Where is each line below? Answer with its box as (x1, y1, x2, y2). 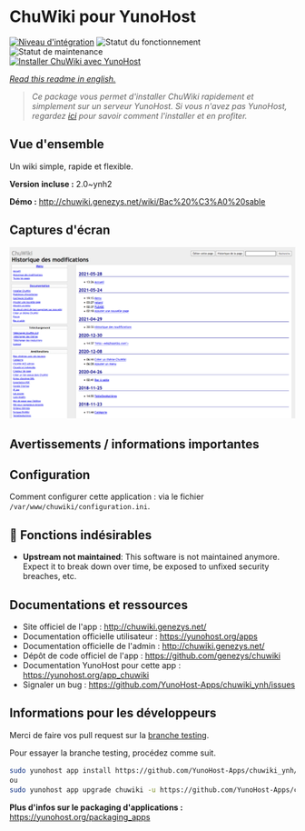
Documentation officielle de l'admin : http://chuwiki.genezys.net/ (22, 641, 265, 652)
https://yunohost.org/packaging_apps (9, 811, 151, 822)
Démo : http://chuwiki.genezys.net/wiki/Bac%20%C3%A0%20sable (9, 195, 266, 206)
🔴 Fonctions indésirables (9, 527, 152, 543)
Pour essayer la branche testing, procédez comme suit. (9, 747, 216, 758)
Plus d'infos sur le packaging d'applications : (9, 802, 183, 813)
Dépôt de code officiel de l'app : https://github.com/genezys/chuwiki (22, 650, 281, 661)
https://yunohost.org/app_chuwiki (22, 670, 150, 681)
